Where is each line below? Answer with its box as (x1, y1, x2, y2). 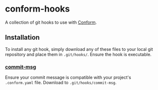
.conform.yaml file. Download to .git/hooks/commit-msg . (5, 80, 117, 86)
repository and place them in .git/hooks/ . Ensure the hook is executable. (5, 51, 152, 57)
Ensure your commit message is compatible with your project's (5, 75, 131, 80)
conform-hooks (5, 3, 70, 15)
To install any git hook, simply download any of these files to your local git (5, 46, 153, 52)
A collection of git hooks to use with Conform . (5, 19, 97, 25)
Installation (5, 33, 40, 42)
